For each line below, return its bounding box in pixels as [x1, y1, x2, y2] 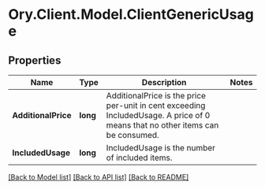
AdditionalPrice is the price [106, 91, 207, 101]
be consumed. [106, 130, 159, 140]
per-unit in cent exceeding [106, 100, 206, 111]
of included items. [106, 152, 173, 163]
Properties [8, 54, 62, 67]
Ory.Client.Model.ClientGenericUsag [8, 6, 254, 24]
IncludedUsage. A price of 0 [106, 110, 211, 120]
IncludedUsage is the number [106, 143, 215, 153]
